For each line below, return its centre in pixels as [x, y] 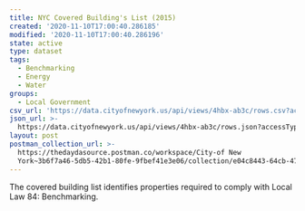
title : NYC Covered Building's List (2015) [93, 18]
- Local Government [54, 102]
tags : [20, 60]
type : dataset [36, 52]
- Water [32, 85]
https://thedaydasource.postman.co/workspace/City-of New [130, 152]
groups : [24, 93]
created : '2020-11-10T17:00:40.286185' [85, 26]
